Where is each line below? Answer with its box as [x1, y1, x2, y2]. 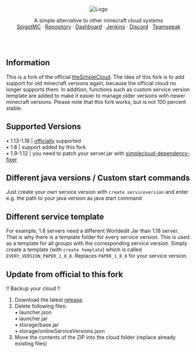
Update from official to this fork [6, 269, 123, 279]
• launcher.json [14, 309, 52, 316]
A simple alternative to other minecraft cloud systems [34, 17, 163, 23]
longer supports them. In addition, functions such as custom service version [6, 86, 191, 93]
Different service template [6, 211, 104, 221]
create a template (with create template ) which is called [6, 246, 142, 253]
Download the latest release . [14, 297, 84, 304]
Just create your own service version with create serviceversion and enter [6, 189, 189, 196]
